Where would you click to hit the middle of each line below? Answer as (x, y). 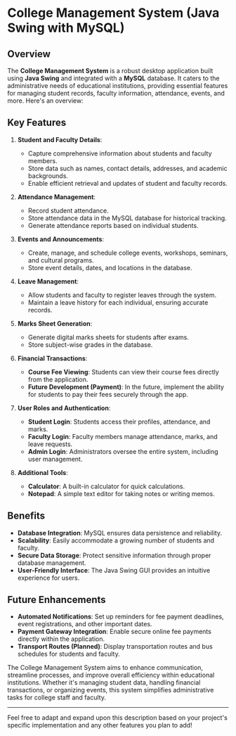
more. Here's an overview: (46, 101)
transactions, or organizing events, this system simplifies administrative (111, 690)
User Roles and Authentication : (64, 408)
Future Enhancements (57, 600)
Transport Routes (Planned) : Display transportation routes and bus (115, 647)
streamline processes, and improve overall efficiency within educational (111, 675)
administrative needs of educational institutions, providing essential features (118, 85)
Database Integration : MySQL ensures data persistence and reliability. (120, 533)
